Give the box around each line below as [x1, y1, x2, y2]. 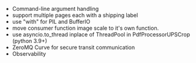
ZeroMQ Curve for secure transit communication [12, 44, 135, 51]
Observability [12, 50, 47, 57]
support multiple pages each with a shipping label [12, 12, 138, 19]
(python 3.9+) [12, 38, 48, 44]
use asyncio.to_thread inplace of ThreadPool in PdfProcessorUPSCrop [12, 31, 190, 38]
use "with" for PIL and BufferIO [12, 18, 91, 25]
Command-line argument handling [12, 5, 99, 12]
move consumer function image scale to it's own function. [12, 24, 159, 31]
